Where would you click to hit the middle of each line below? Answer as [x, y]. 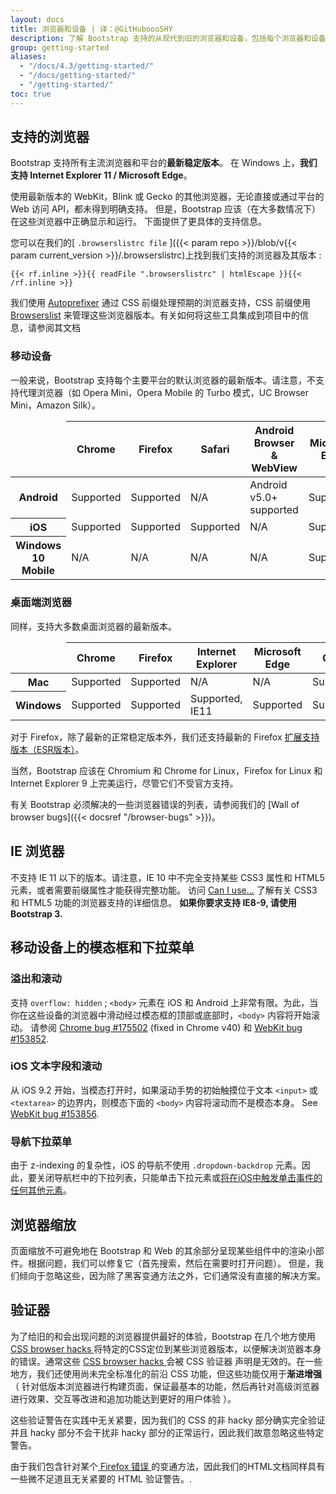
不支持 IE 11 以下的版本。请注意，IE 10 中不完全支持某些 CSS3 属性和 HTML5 [167, 877]
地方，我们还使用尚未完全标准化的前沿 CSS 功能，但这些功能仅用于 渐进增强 [166, 1373]
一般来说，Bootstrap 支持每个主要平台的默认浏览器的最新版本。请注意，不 [163, 380]
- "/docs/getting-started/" [78, 76]
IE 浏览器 [37, 851]
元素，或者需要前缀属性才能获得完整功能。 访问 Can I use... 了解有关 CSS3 [164, 890]
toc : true [31, 94]
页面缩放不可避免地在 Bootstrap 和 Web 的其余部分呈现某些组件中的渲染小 [163, 1250]
